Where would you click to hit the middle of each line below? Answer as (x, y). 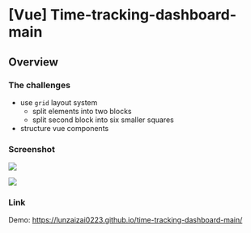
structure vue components (64, 128)
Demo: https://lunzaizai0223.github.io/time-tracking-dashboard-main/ (125, 220)
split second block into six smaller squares (103, 120)
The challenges (40, 85)
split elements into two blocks (82, 111)
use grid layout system (59, 102)
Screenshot (32, 149)
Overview (34, 62)
